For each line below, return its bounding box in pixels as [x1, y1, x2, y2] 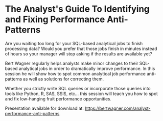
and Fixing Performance [5, 14, 105, 25]
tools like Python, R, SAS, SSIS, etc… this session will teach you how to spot [5, 91, 158, 97]
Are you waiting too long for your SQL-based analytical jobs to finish [5, 40, 143, 46]
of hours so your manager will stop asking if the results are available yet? [5, 50, 153, 57]
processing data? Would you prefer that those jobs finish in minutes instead [5, 46, 158, 51]
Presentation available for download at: [5, 105, 84, 111]
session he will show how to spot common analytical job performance [5, 71, 146, 76]
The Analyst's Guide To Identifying [5, 3, 150, 15]
